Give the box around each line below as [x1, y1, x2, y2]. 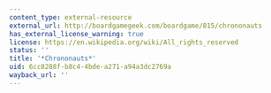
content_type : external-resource [9, 12, 132, 22]
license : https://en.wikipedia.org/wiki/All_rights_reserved [9, 37, 239, 47]
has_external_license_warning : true [9, 29, 144, 38]
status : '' [9, 46, 49, 55]
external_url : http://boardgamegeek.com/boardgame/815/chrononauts [9, 21, 263, 30]
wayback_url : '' [9, 71, 69, 80]
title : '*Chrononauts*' [9, 54, 97, 63]
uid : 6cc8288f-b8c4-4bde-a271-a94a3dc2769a [9, 63, 172, 72]
